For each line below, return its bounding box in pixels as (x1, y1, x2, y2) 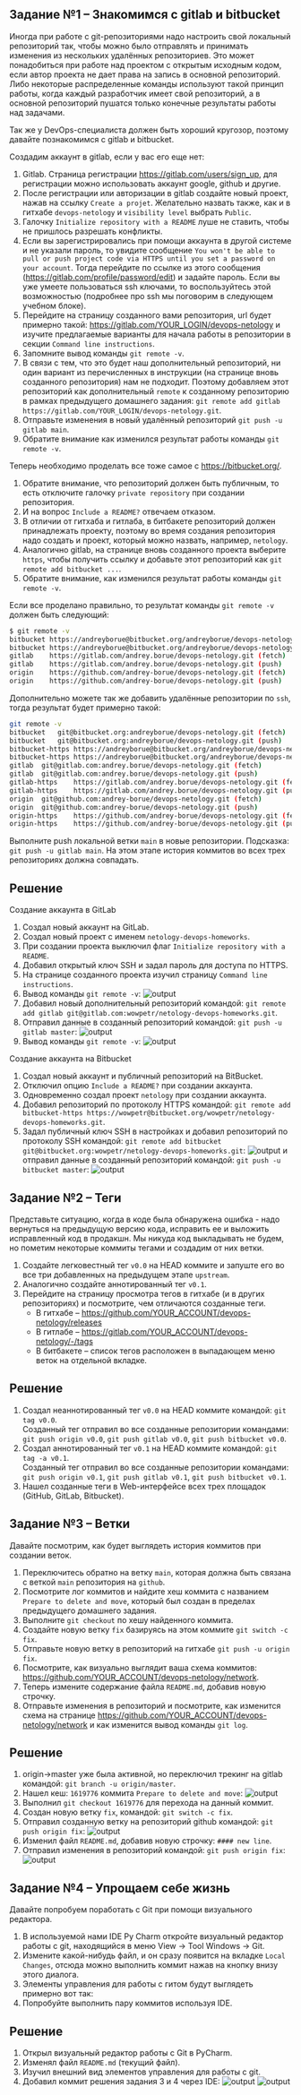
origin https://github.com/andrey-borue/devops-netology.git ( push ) (9, 676, 282, 686)
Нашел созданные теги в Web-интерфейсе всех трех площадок (21, 1481, 266, 1491)
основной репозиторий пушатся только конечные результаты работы (9, 98, 276, 108)
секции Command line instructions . (21, 338, 155, 348)
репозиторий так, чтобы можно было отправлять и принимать (9, 40, 249, 51)
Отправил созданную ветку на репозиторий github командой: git (21, 1816, 274, 1827)
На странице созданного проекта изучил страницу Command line (21, 969, 269, 980)
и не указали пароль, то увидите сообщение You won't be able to (21, 245, 276, 255)
